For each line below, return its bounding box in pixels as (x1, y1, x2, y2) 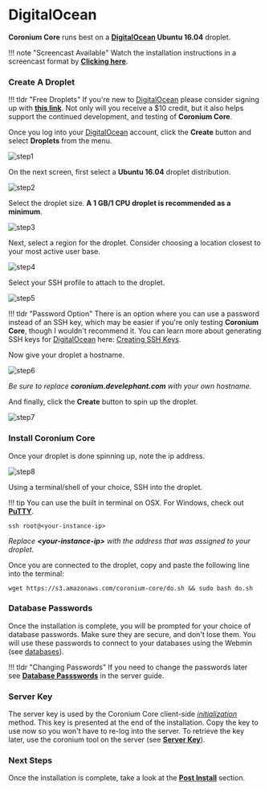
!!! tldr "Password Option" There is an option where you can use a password (8, 309, 259, 319)
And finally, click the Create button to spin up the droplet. (8, 397, 198, 407)
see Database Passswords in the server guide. (8, 670, 165, 681)
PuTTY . (8, 506, 35, 516)
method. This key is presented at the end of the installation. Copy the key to (8, 718, 259, 727)
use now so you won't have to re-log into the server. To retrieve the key (8, 726, 245, 736)
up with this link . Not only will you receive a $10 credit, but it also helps (8, 103, 244, 113)
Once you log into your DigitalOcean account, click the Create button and (8, 127, 251, 138)
